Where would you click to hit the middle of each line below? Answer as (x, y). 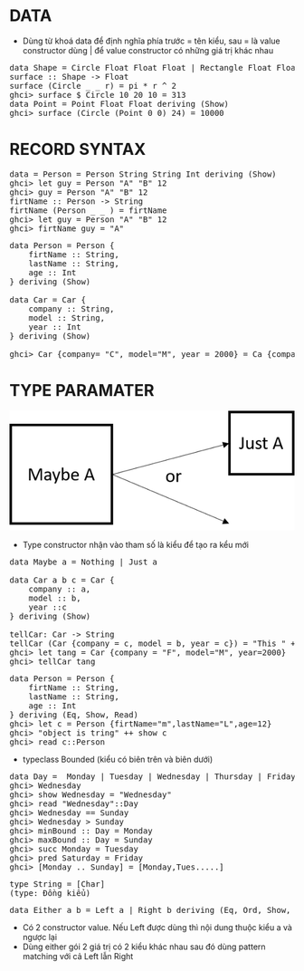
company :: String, (71, 308)
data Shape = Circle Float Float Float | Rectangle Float (141, 67)
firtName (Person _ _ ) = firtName (88, 210)
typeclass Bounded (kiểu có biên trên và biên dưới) (118, 759)
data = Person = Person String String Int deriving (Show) (143, 174)
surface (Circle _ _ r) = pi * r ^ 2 (93, 86)
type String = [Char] (57, 884)
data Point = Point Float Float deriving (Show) (119, 104)
